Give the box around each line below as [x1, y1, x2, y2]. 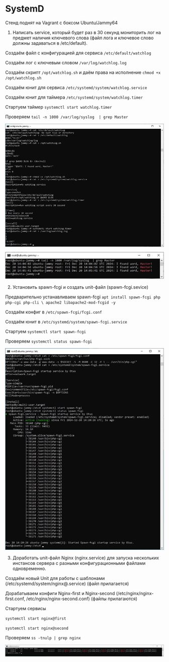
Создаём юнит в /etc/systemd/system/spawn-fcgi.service [5, 319, 127, 325]
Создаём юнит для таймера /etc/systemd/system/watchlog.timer [5, 94, 143, 100]
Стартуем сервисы [5, 605, 46, 611]
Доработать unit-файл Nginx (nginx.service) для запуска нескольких [12, 554, 159, 561]
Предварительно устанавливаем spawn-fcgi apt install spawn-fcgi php [5, 294, 161, 300]
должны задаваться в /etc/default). [12, 40, 88, 46]
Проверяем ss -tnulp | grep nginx [5, 634, 81, 640]
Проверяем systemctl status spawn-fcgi [5, 338, 92, 345]
